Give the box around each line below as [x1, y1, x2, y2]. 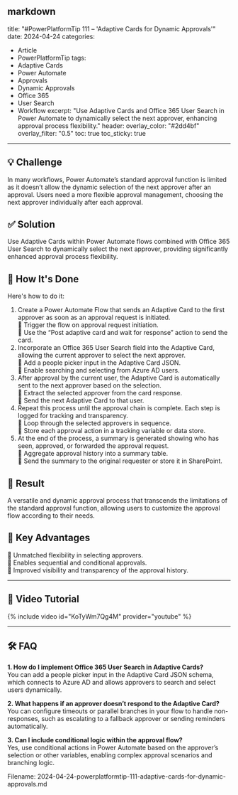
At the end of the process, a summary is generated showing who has [17, 434, 220, 443]
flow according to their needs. [7, 511, 96, 520]
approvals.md [7, 779, 47, 788]
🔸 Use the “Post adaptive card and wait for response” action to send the [17, 329, 228, 337]
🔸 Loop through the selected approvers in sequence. [17, 419, 171, 427]
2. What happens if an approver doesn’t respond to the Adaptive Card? [7, 699, 220, 708]
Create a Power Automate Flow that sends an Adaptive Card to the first [17, 306, 225, 314]
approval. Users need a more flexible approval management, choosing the [7, 190, 224, 198]
